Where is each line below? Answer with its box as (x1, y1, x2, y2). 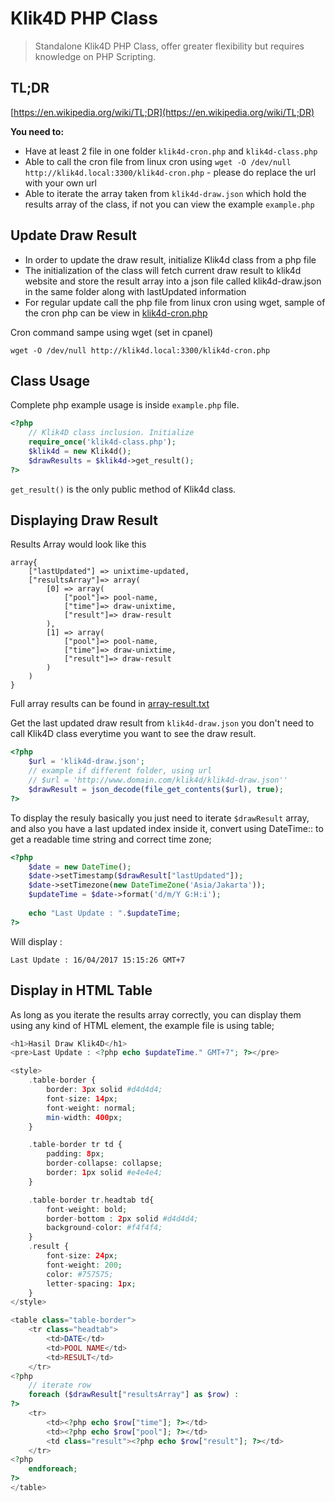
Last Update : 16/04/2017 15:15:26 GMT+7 (10, 955, 186, 965)
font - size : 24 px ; (46, 1251, 118, 1261)
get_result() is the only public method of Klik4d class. (10, 483, 237, 495)
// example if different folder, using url (28, 766, 213, 776)
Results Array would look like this (10, 538, 147, 551)
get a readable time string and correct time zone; (10, 833, 212, 845)
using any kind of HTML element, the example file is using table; (10, 1019, 275, 1031)
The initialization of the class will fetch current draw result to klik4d (24, 264, 302, 276)
